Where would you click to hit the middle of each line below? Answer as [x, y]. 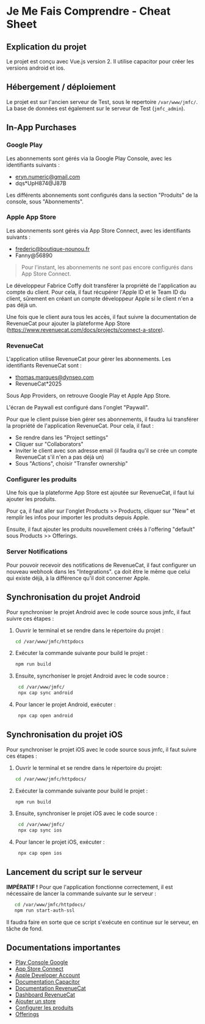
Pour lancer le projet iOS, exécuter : [60, 842]
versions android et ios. [36, 68]
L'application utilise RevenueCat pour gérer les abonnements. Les [89, 359]
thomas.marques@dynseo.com [55, 378]
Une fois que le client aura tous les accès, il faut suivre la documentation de [102, 316]
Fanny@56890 [34, 255]
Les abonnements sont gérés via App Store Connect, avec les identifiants [99, 230]
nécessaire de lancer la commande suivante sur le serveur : [81, 893]
